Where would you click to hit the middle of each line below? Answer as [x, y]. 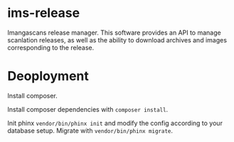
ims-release [44, 13]
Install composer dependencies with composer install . [88, 109]
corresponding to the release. [51, 47]
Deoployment [48, 76]
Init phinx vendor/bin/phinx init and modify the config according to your [115, 123]
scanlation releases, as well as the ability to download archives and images [117, 40]
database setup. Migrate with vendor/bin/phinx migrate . [90, 130]
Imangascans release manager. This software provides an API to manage [115, 32]
